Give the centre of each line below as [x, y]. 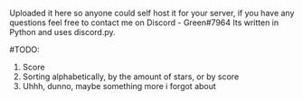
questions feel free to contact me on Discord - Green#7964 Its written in [144, 23]
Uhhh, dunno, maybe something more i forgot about [119, 86]
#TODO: [25, 50]
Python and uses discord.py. [62, 32]
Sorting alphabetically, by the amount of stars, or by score [131, 77]
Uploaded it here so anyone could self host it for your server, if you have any [152, 13]
